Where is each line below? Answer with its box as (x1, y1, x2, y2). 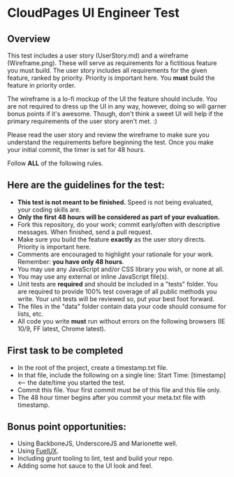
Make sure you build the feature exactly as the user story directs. (17, 235, 206, 243)
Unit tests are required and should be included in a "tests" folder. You (17, 279, 218, 288)
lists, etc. (17, 310, 44, 318)
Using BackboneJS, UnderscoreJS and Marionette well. (17, 439, 178, 448)
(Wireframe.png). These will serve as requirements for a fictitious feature (7, 59, 218, 67)
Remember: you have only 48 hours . (17, 257, 124, 265)
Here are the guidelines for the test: (7, 179, 166, 191)
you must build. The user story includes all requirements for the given (7, 67, 207, 74)
